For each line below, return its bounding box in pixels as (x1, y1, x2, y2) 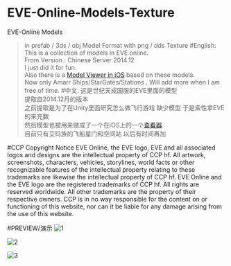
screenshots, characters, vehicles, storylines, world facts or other (7, 158, 195, 166)
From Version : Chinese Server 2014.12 (24, 55, 135, 64)
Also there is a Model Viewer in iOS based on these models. (24, 71, 196, 79)
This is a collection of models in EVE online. (24, 48, 149, 57)
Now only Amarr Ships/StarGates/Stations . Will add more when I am (24, 78, 221, 86)
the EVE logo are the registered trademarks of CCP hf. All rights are (7, 180, 200, 188)
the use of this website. (7, 209, 74, 218)
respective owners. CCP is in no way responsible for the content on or (7, 195, 208, 203)
